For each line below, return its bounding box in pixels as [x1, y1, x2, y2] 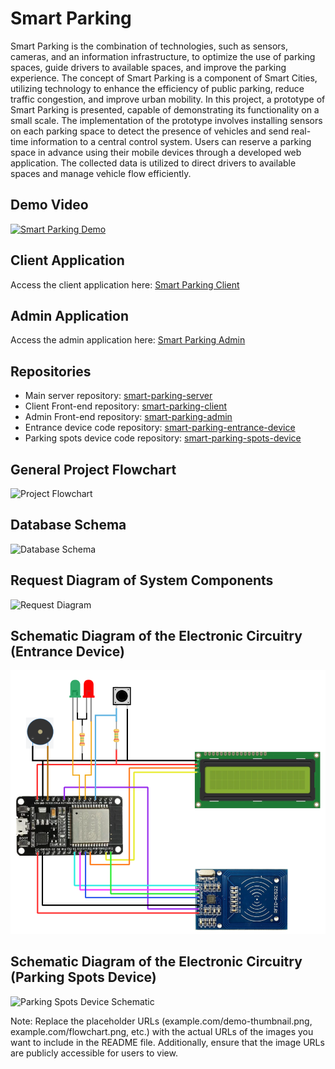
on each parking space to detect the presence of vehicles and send [10, 125, 290, 137]
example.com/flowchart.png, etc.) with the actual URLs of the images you [10, 1025, 314, 1037]
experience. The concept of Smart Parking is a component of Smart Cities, [10, 72, 318, 84]
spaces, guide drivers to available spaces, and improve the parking [10, 61, 287, 73]
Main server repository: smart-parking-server [24, 390, 213, 402]
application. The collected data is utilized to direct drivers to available [10, 157, 297, 169]
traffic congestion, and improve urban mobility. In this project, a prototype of [10, 93, 326, 105]
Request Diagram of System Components [10, 572, 274, 589]
